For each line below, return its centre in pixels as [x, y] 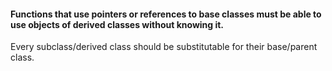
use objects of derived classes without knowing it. [117, 24]
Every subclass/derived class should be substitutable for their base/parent [164, 47]
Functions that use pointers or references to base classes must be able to [166, 14]
